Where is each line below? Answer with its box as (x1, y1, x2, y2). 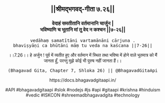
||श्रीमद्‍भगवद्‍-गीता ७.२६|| (50, 5, 115, 13)
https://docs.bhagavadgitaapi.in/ (49, 77, 117, 83)
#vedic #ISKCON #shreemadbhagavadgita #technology (25, 92, 140, 98)
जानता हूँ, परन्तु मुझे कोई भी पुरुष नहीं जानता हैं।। (43, 57, 122, 63)
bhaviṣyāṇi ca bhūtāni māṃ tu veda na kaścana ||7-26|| (13, 42, 153, 48)
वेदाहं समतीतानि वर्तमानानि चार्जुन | (52, 20, 114, 27)
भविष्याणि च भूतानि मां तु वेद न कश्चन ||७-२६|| (40, 26, 126, 33)
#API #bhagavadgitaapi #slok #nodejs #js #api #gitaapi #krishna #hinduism (5, 86, 161, 92)
